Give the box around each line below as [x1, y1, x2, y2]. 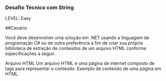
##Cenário [5, 25, 27, 31]
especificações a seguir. [5, 50, 56, 56]
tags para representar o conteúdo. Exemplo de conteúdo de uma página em [5, 65, 161, 71]
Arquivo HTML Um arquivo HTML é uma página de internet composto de [5, 60, 155, 66]
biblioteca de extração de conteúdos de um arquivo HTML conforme [5, 45, 146, 51]
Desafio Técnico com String [5, 4, 74, 11]
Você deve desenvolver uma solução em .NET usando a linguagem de [5, 34, 149, 41]
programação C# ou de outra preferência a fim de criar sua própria [5, 40, 143, 46]
